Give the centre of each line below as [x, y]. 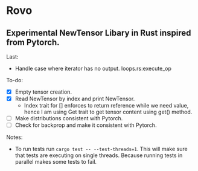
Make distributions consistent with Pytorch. [69, 118]
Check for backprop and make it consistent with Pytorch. [86, 125]
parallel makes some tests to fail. [56, 162]
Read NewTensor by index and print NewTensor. [75, 99]
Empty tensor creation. [43, 92]
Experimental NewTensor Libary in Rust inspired [99, 33]
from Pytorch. [33, 42]
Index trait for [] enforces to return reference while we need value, [106, 106]
